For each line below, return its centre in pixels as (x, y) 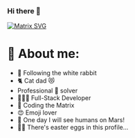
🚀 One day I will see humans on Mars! (71, 120)
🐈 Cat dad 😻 (36, 81)
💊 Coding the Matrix (46, 106)
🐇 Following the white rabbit (57, 73)
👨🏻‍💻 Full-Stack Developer (54, 98)
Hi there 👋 (24, 11)
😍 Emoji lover (37, 112)
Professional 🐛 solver (47, 91)
